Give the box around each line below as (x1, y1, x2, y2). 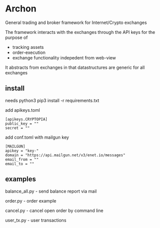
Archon (5, 3, 37, 14)
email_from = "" (5, 157, 39, 162)
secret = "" (5, 125, 30, 130)
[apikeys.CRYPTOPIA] (5, 117, 48, 122)
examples (5, 175, 36, 184)
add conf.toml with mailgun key (5, 134, 70, 140)
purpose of (5, 34, 28, 40)
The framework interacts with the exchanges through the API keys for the (5, 29, 156, 35)
